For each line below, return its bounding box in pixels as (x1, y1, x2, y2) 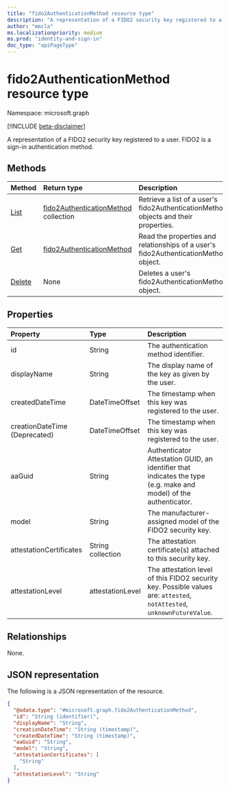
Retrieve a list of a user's (138, 194, 218, 204)
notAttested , (147, 599, 188, 608)
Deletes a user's (138, 268, 191, 278)
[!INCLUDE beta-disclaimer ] (7, 121, 86, 130)
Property (10, 329, 40, 338)
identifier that (147, 463, 190, 472)
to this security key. (147, 553, 211, 563)
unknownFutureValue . (147, 607, 213, 617)
